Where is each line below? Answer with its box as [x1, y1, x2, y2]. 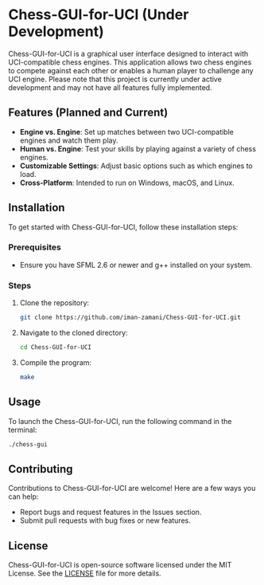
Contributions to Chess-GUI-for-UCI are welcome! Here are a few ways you [8, 484, 256, 493]
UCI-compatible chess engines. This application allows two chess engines [8, 57, 252, 67]
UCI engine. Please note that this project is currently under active [8, 74, 223, 84]
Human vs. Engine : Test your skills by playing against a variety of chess [19, 143, 257, 153]
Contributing [8, 462, 73, 476]
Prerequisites [8, 241, 61, 253]
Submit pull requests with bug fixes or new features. [19, 516, 191, 525]
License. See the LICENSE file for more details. [8, 568, 161, 579]
